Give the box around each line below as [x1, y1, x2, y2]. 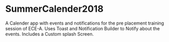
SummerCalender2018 [5, 3, 104, 15]
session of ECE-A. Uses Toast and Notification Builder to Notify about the [5, 25, 160, 31]
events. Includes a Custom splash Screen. [5, 31, 94, 37]
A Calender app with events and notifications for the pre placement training [5, 20, 164, 26]
